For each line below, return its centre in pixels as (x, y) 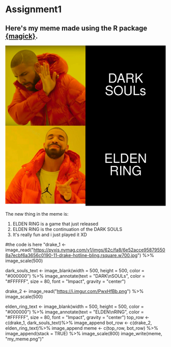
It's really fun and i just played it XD (50, 235)
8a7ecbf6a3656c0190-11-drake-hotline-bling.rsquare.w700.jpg (72, 255)
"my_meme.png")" (25, 339)
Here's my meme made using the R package (76, 28)
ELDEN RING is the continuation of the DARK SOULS (67, 229)
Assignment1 (34, 9)
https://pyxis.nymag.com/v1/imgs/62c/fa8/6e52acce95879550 (99, 250)
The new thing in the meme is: (37, 214)
